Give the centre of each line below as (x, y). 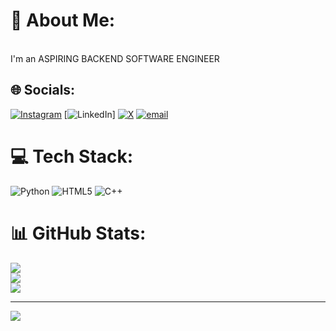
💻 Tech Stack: (72, 156)
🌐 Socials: (43, 90)
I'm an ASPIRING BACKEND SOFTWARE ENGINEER (115, 58)
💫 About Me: (63, 20)
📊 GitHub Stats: (78, 233)
